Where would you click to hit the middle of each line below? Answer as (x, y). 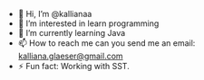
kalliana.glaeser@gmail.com (71, 56)
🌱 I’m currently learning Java (72, 33)
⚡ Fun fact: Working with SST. (73, 66)
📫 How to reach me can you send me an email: (107, 43)
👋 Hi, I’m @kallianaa (55, 14)
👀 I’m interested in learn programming (88, 23)
